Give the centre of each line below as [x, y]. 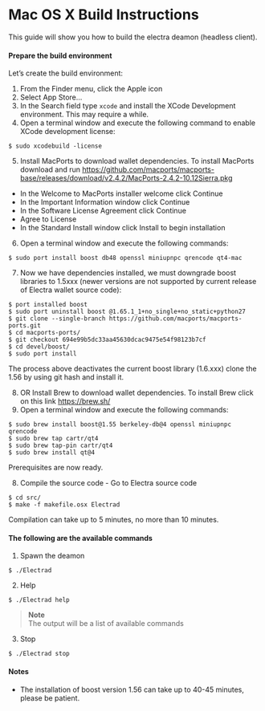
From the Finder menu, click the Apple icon [91, 89]
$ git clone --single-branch [57, 319]
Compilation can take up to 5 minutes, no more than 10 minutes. [114, 520]
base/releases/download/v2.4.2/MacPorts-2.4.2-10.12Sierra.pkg [126, 178]
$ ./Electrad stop [39, 654]
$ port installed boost [48, 305]
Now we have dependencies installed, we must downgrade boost [128, 273]
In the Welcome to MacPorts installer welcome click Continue [121, 193]
